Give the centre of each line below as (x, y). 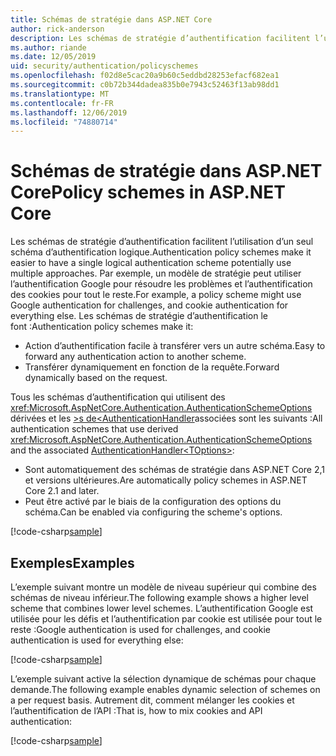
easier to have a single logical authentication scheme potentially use (151, 263)
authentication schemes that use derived (94, 429)
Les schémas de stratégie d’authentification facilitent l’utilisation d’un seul (162, 242)
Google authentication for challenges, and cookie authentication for (149, 305)
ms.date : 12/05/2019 (53, 57)
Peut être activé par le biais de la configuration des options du (153, 502)
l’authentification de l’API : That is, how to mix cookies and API (136, 710)
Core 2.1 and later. (62, 491)
